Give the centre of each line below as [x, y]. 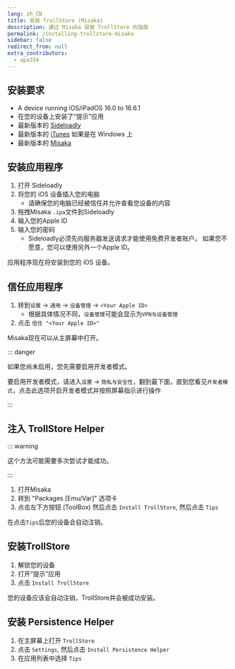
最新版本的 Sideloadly [49, 125]
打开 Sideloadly [40, 185]
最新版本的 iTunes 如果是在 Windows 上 [75, 134]
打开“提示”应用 [39, 574]
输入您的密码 [36, 230]
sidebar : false [30, 40]
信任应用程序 [35, 287]
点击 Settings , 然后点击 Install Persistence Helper [94, 649]
